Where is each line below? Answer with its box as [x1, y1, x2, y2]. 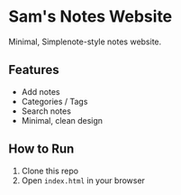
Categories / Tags [21, 96, 88, 107]
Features [8, 62, 59, 78]
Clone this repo [21, 165, 78, 176]
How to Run [8, 142, 75, 157]
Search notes [21, 106, 71, 116]
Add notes [21, 86, 60, 97]
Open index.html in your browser [21, 174, 146, 186]
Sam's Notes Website [8, 6, 173, 27]
